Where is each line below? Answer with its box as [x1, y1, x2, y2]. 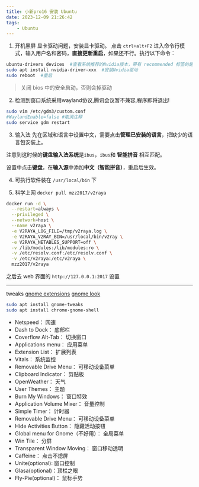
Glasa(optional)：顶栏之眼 [14, 467, 78, 474]
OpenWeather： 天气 [14, 378, 66, 385]
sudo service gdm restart [6, 119, 70, 125]
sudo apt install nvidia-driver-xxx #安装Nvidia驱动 [6, 67, 138, 73]
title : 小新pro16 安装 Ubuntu [6, 8, 77, 15]
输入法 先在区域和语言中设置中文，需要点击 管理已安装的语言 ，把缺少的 [14, 131, 188, 138]
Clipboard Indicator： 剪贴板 [14, 370, 84, 377]
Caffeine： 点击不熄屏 [14, 452, 69, 459]
